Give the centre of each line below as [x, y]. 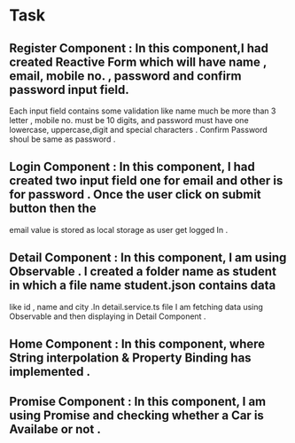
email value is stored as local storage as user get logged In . [119, 229]
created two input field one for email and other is [146, 181]
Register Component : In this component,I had [139, 48]
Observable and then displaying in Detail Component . [108, 316]
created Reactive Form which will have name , [138, 62]
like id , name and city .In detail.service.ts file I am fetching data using [136, 307]
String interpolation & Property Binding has [130, 358]
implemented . [50, 372]
